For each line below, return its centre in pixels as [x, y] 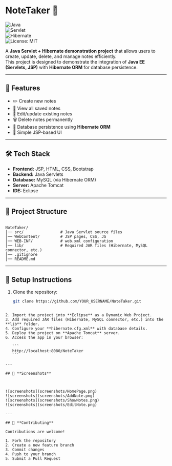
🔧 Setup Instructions [39, 280]
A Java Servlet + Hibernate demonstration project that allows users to [81, 51]
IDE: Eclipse [25, 190]
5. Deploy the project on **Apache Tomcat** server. [63, 333]
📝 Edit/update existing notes [42, 114]
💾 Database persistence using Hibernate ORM [62, 127]
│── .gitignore [21, 255]
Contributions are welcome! [35, 432]
